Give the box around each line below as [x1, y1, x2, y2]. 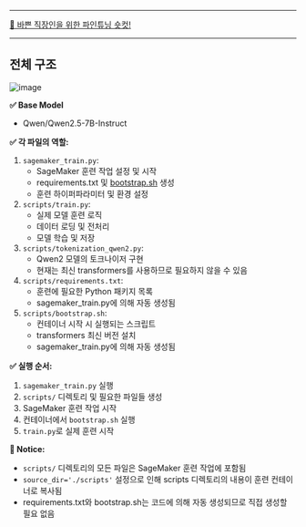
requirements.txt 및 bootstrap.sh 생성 [36, 177, 175, 188]
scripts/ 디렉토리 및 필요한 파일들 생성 [22, 391, 163, 402]
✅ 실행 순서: [9, 360, 53, 371]
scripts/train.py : [22, 198, 91, 210]
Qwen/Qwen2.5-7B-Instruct [22, 118, 127, 129]
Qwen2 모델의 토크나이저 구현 [36, 253, 144, 264]
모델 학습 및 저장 [36, 232, 96, 243]
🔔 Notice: [9, 443, 46, 454]
